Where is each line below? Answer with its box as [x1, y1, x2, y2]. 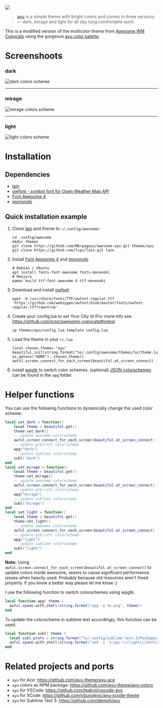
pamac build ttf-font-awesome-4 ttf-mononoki [12, 278, 106, 283]
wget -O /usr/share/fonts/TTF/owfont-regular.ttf [12, 296, 115, 301]
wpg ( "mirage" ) [14, 492, 42, 497]
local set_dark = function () [5, 420, 64, 425]
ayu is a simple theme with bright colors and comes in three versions [16, 14, 155, 19]
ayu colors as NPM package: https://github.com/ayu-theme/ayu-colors [12, 682, 153, 688]
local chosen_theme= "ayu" [12, 346, 67, 350]
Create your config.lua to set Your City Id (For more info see [12, 313, 132, 319]
